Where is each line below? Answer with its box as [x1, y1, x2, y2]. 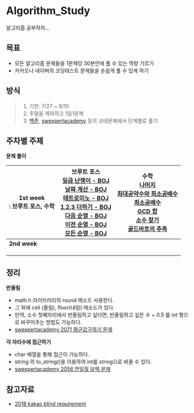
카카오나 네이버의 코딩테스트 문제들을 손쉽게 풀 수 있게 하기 [14, 67, 149, 74]
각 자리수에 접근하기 [6, 339, 51, 346]
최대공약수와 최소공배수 [116, 190, 178, 198]
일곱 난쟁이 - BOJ [62, 177, 110, 185]
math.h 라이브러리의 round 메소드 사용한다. [14, 297, 114, 304]
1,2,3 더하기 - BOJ [60, 203, 112, 211]
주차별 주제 [6, 136, 44, 146]
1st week [18, 194, 45, 202]
